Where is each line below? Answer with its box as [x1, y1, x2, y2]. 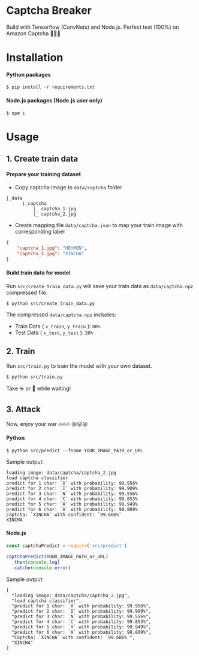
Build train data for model [6, 269, 71, 276]
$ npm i [6, 110, 26, 116]
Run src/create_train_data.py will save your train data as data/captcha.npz [6, 283, 194, 290]
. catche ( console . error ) [11, 564, 71, 571]
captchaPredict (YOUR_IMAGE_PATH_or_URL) [6, 554, 109, 560]
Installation [6, 51, 64, 65]
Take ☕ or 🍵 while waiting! [6, 385, 71, 392]
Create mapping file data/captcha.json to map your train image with [14, 222, 183, 229]
